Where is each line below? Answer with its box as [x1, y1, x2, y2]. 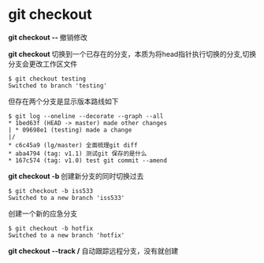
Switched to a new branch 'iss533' [8, 194, 125, 202]
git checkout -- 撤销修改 [8, 32, 88, 42]
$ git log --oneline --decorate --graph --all [8, 112, 164, 120]
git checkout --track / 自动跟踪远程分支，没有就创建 [8, 246, 179, 255]
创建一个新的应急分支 [8, 209, 77, 218]
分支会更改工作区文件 [8, 59, 77, 69]
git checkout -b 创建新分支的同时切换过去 [8, 171, 144, 180]
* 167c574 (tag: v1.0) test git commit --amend [8, 156, 168, 165]
